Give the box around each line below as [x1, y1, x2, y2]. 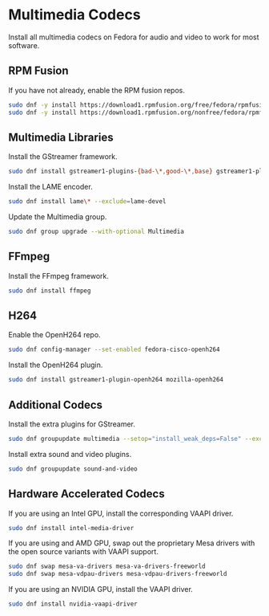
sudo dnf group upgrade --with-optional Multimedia [8, 227, 184, 236]
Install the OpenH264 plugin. [8, 360, 103, 370]
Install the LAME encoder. [8, 182, 94, 192]
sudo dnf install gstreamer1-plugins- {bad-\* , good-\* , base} [8, 167, 214, 176]
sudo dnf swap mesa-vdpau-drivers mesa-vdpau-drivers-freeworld [8, 570, 227, 578]
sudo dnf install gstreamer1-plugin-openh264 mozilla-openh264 [8, 376, 224, 384]
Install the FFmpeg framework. [8, 271, 110, 280]
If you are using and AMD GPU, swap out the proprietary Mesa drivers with [8, 538, 255, 548]
